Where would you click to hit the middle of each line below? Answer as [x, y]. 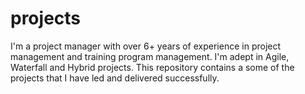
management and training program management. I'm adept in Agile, [150, 56]
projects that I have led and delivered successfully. [115, 78]
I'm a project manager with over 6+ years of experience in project [146, 46]
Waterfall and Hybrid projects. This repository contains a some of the [152, 67]
